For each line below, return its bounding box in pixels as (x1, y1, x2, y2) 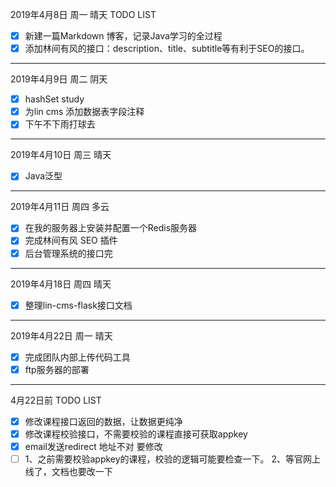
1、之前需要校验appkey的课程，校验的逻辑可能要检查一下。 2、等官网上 (24, 453, 322, 465)
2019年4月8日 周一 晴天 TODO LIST (10, 9, 157, 20)
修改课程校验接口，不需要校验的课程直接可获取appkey (24, 428, 248, 440)
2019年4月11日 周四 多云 (10, 201, 110, 213)
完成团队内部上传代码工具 (24, 351, 131, 363)
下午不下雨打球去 (24, 118, 96, 130)
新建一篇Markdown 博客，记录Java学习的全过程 (24, 30, 223, 42)
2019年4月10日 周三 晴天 (10, 149, 112, 161)
